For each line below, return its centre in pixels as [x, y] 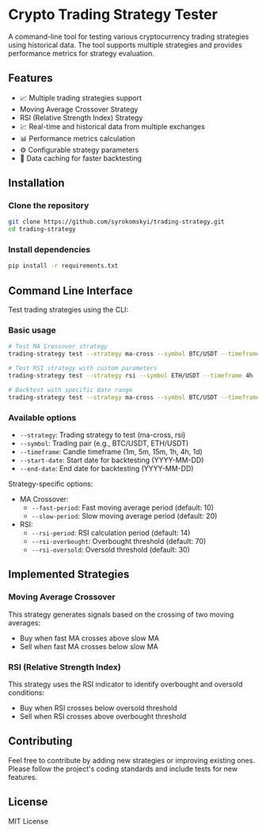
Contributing [40, 741]
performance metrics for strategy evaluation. [81, 53]
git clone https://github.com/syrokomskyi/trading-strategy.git [116, 222]
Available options [42, 417]
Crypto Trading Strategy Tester [113, 15]
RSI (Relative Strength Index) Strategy [81, 117]
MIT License [28, 821]
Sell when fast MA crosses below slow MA [89, 646]
